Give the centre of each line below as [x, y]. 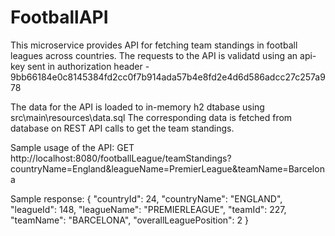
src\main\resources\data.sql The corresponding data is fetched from [151, 117]
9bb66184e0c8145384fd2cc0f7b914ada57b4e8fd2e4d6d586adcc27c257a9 [168, 77]
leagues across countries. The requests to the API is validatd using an [154, 55]
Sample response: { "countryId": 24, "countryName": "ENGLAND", [146, 198]
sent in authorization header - [88, 66]
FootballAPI [59, 17]
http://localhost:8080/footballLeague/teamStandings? [121, 158]
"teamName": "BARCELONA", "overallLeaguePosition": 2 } [129, 220]
